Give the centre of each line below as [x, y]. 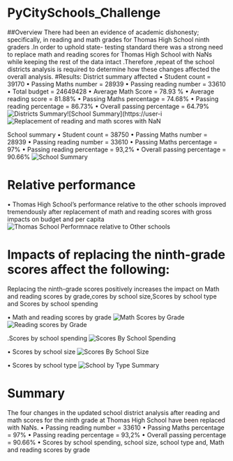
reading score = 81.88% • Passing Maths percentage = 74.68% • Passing [113, 98]
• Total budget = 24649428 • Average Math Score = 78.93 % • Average [111, 91]
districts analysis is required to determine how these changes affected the [114, 69]
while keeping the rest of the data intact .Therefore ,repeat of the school [111, 61]
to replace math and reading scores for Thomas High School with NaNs [110, 54]
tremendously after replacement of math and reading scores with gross [110, 211]
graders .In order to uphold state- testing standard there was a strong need [115, 47]
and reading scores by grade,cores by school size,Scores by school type [112, 296]
